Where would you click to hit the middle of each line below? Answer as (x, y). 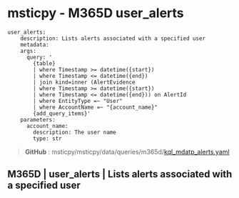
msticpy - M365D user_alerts (96, 13)
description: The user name (75, 132)
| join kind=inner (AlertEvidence (84, 82)
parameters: (38, 119)
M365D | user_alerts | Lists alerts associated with (120, 174)
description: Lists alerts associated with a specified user (113, 38)
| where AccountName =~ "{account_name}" (96, 107)
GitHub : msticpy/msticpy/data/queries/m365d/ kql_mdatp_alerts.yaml (127, 152)
